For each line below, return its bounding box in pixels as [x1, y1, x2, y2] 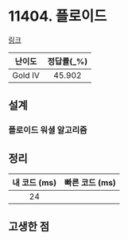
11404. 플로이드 [8, 7, 107, 25]
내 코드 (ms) [12, 177, 57, 188]
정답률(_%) [47, 56, 88, 67]
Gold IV [12, 69, 40, 80]
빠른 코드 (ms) [64, 177, 117, 188]
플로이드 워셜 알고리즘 [8, 125, 87, 136]
